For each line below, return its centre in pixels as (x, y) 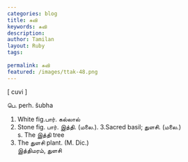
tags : (15, 53)
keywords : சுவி (27, 26)
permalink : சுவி (29, 65)
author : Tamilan (31, 40)
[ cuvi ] (17, 92)
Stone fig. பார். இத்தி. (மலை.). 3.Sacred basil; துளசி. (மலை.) (99, 127)
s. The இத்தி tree (41, 135)
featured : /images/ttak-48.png (53, 72)
